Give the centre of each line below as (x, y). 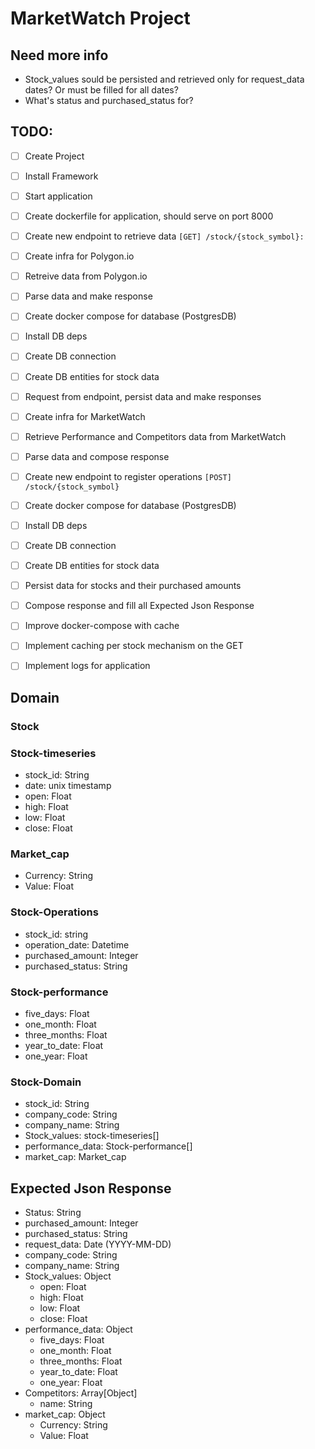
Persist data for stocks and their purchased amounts (133, 586)
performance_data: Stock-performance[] (108, 1146)
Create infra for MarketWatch (85, 416)
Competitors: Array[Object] (81, 1393)
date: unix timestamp (68, 786)
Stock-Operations (54, 912)
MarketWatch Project (100, 18)
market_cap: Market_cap (75, 1157)
